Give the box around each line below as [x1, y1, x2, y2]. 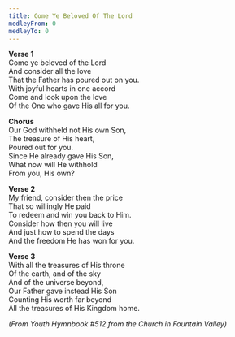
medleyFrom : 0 [8, 19, 57, 28]
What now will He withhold [8, 160, 98, 170]
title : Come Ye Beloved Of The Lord [8, 11, 133, 20]
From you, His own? [8, 168, 75, 179]
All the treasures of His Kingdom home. [8, 304, 141, 313]
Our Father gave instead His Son [8, 286, 118, 296]
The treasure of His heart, [8, 134, 95, 144]
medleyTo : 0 [8, 27, 49, 35]
